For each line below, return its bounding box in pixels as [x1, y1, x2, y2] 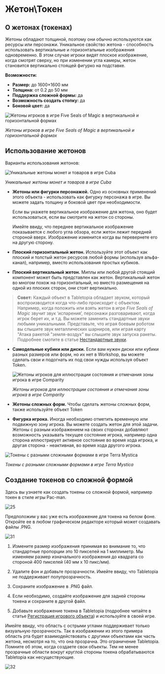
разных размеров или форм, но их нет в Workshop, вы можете [12, 351, 144, 357]
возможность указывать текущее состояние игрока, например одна [12, 432, 157, 437]
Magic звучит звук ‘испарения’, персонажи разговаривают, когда [17, 310, 155, 316]
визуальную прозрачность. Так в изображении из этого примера [5, 627, 143, 634]
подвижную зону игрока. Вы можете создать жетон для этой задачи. [12, 421, 159, 427]
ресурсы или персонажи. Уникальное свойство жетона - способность [5, 42, 154, 48]
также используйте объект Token [12, 406, 83, 412]
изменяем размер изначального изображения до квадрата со [12, 553, 144, 560]
